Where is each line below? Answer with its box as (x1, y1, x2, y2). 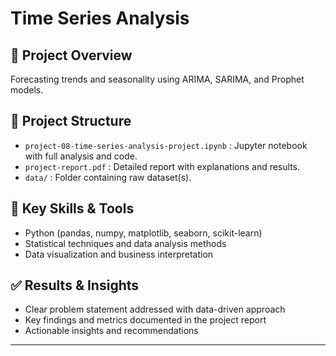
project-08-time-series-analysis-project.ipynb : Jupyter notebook (24, 139, 308, 151)
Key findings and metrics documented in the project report (24, 314, 267, 326)
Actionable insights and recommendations (24, 325, 199, 337)
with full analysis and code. (24, 150, 138, 162)
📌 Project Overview (10, 47, 133, 64)
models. (10, 84, 44, 96)
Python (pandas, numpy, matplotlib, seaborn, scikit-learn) (24, 227, 263, 239)
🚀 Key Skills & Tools (10, 200, 135, 217)
